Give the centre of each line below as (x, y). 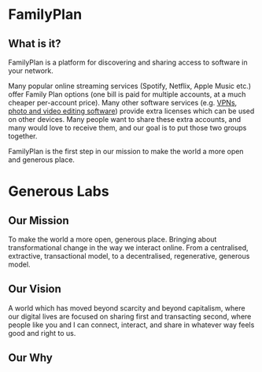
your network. (31, 71)
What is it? (35, 44)
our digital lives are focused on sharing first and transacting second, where (130, 316)
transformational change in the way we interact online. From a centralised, (128, 248)
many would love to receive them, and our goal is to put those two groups (127, 128)
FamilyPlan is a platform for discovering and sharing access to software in (128, 62)
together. (23, 136)
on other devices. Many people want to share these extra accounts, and (125, 119)
